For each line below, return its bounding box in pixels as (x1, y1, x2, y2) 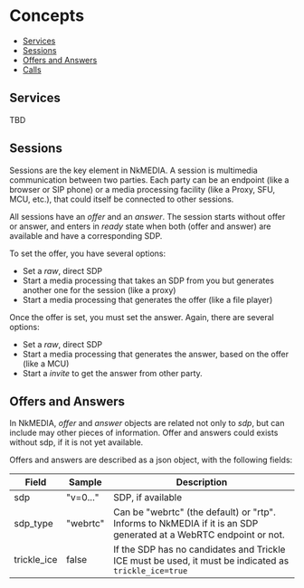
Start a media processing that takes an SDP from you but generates (22, 275, 274, 286)
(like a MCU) (22, 358, 70, 369)
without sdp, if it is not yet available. (9, 437, 144, 448)
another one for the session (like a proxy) (22, 284, 176, 295)
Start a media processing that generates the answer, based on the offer (22, 348, 290, 359)
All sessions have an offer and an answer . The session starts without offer (9, 211, 286, 222)
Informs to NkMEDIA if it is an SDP (112, 517, 259, 530)
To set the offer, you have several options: (9, 248, 166, 259)
